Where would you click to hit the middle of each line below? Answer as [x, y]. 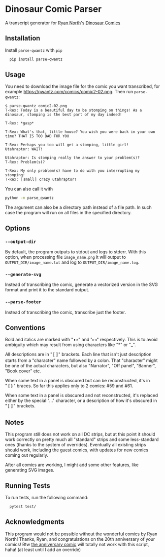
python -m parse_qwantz [30, 198]
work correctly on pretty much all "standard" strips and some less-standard [82, 439]
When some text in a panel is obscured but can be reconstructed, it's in [78, 381]
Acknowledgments [35, 522]
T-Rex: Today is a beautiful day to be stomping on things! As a [73, 110]
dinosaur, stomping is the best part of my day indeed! [64, 115]
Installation [23, 38]
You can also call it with [29, 189]
